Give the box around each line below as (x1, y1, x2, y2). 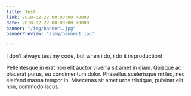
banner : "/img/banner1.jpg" (6, 25, 76, 32)
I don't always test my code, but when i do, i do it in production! (6, 52, 162, 60)
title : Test (6, 8, 36, 15)
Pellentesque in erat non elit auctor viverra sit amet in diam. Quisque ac (6, 64, 182, 72)
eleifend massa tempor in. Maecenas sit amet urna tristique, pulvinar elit (6, 77, 184, 84)
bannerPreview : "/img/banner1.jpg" (6, 31, 95, 37)
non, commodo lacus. (6, 83, 60, 90)
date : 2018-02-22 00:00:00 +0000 (6, 20, 90, 26)
